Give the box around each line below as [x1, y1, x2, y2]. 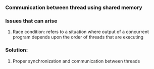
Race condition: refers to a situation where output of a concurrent [12, 29, 149, 35]
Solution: [5, 46, 28, 53]
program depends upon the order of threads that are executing [12, 34, 144, 40]
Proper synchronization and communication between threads [12, 58, 140, 64]
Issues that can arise [5, 17, 58, 24]
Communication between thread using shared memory [5, 4, 142, 11]
